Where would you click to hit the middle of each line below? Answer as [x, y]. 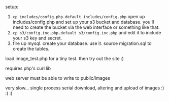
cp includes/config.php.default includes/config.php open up [79, 16]
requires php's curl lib [28, 68]
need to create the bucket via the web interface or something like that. [86, 27]
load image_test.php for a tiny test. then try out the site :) [65, 59]
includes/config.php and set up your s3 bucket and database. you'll [83, 22]
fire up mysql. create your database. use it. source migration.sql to [82, 43]
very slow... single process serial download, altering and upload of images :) [85, 88]
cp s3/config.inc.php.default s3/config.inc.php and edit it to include [87, 33]
